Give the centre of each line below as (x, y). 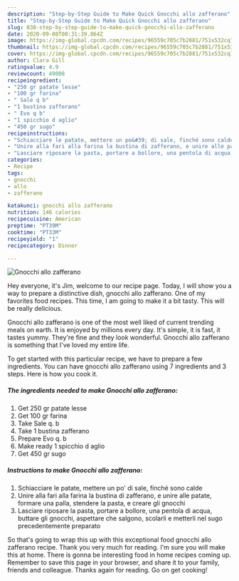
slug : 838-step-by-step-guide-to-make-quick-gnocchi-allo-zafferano (111, 27)
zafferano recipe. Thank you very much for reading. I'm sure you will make (117, 547)
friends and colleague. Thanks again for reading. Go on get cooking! (107, 570)
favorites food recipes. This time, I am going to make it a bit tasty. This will (116, 301)
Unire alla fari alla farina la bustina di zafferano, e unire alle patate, (115, 495)
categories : (25, 160)
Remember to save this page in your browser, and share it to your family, (113, 562)
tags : (15, 173)
